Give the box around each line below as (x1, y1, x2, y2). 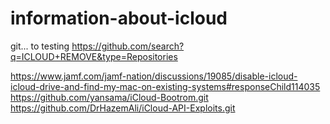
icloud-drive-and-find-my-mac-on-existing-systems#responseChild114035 (10, 80, 321, 92)
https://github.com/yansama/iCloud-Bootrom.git (10, 91, 209, 103)
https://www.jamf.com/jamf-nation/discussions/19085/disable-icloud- (10, 70, 298, 82)
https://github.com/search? (71, 40, 185, 52)
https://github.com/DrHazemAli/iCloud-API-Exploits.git (10, 102, 236, 114)
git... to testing (10, 40, 70, 52)
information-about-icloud (10, 7, 228, 30)
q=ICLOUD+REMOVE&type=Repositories (10, 50, 178, 62)
